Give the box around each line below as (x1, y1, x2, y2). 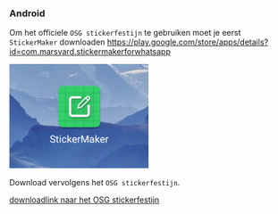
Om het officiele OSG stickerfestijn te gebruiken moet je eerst (9, 28, 241, 38)
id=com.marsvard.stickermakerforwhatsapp (9, 46, 172, 57)
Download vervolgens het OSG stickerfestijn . (9, 177, 181, 188)
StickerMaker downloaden (9, 37, 105, 47)
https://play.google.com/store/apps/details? (106, 37, 269, 47)
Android (9, 7, 46, 20)
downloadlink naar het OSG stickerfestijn (9, 194, 160, 205)
